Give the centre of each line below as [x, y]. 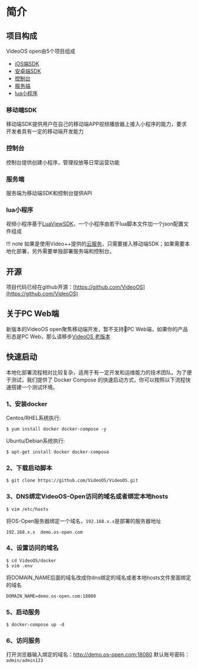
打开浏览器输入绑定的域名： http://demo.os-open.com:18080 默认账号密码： [98, 655]
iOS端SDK [27, 64]
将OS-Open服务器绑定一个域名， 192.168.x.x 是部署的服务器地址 [84, 521]
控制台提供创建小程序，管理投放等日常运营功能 [63, 162]
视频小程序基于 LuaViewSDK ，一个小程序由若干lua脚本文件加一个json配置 [95, 224]
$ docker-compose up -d [35, 625]
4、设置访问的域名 [32, 548]
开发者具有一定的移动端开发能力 [45, 131]
